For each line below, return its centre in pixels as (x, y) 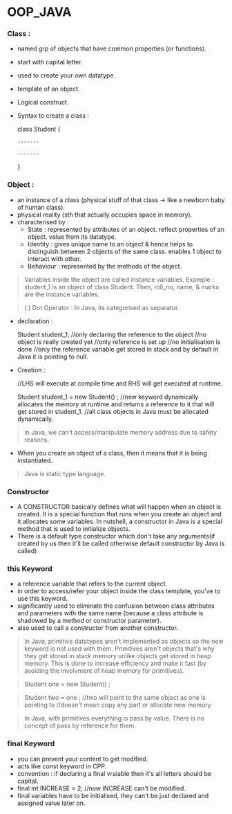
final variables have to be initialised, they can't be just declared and (113, 795)
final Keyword (31, 743)
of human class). (41, 207)
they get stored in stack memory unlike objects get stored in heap (117, 656)
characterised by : (43, 221)
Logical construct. (43, 102)
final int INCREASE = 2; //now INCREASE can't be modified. (101, 788)
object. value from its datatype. (72, 237)
